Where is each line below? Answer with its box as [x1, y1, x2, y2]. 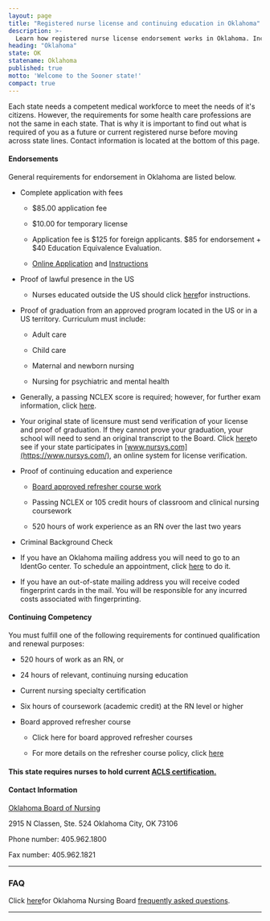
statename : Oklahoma [8, 57, 78, 65]
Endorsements [8, 154, 59, 164]
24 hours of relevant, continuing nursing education [19, 670, 189, 679]
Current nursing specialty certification [19, 686, 146, 695]
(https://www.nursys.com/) [19, 450, 110, 460]
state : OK [8, 49, 42, 57]
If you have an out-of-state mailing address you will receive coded [19, 577, 239, 587]
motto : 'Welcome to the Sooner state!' [8, 72, 142, 80]
